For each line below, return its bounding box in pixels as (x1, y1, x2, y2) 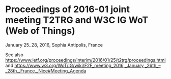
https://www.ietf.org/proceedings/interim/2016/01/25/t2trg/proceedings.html (5, 57, 166, 63)
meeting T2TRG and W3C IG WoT (5, 14, 149, 26)
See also (5, 52, 24, 58)
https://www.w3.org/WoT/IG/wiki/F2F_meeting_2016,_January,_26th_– (14, 62, 161, 68)
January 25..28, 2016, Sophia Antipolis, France (5, 42, 103, 48)
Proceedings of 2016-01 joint (5, 4, 130, 15)
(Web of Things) (5, 25, 75, 36)
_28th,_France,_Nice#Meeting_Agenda (5, 67, 87, 74)
